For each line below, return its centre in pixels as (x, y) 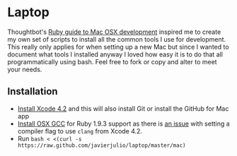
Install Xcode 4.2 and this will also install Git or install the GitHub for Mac (123, 108)
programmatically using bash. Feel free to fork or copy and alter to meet (112, 61)
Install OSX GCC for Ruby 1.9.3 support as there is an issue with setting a (123, 124)
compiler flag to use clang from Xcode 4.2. (80, 131)
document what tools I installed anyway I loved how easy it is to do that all (115, 54)
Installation (33, 91)
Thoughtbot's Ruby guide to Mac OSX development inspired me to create (114, 32)
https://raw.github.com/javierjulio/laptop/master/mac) (102, 145)
